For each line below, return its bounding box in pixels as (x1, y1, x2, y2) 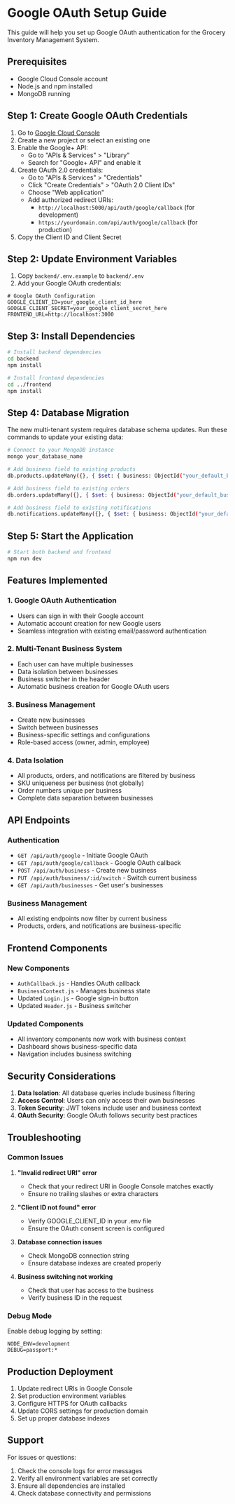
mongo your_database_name (7, 453, 83, 460)
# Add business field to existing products (7, 466, 136, 473)
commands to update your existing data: (7, 433, 124, 441)
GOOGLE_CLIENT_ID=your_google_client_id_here (7, 299, 142, 306)
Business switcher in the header (17, 675, 111, 683)
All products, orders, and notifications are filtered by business (17, 772, 196, 780)
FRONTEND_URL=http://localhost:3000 (7, 311, 114, 318)
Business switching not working (17, 1272, 113, 1281)
